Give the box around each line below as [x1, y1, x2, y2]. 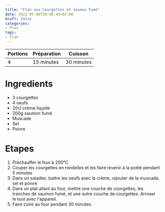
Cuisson [68, 50, 89, 57]
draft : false [5, 16, 32, 21]
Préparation [32, 50, 61, 57]
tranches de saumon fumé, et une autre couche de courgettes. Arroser [12, 190, 156, 197]
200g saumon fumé [12, 110, 53, 116]
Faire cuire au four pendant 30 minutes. [12, 201, 92, 207]
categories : [5, 21, 29, 26]
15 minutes [32, 59, 59, 65]
